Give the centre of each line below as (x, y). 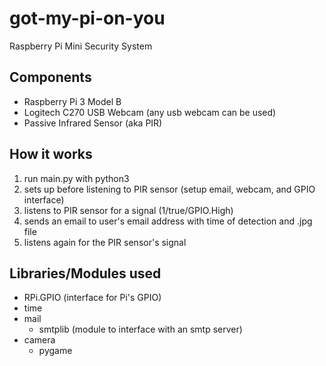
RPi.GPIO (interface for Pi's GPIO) (92, 298)
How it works (51, 154)
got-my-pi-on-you (87, 18)
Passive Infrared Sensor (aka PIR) (93, 123)
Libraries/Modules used (85, 273)
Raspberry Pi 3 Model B (72, 101)
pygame (55, 351)
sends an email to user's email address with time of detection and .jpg (168, 221)
